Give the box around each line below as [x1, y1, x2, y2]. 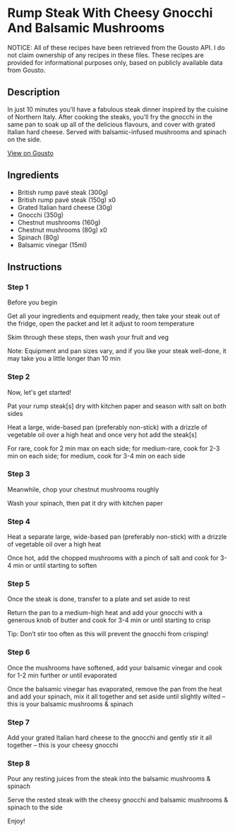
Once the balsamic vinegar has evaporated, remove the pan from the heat [7, 684, 222, 693]
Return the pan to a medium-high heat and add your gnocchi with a [7, 609, 203, 617]
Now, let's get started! [7, 388, 72, 396]
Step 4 [7, 516, 30, 526]
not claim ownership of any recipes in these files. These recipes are [7, 51, 205, 59]
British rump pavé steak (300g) [17, 188, 109, 196]
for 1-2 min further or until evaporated [7, 671, 117, 679]
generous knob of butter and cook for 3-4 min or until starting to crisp [7, 616, 211, 624]
